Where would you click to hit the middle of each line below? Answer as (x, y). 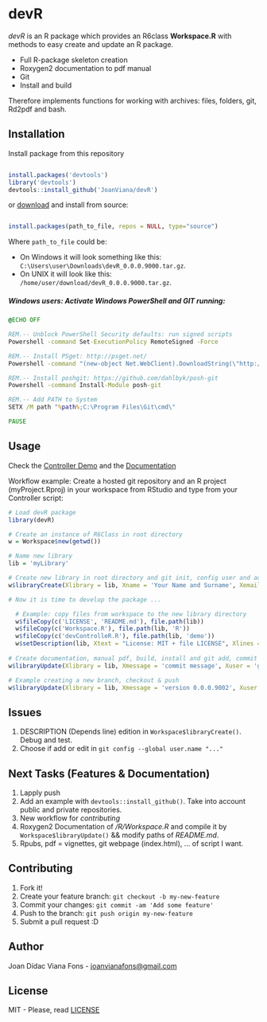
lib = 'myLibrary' (39, 564)
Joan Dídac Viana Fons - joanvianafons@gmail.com (93, 965)
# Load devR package (43, 512)
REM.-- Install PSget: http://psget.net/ (78, 356)
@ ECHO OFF (25, 320)
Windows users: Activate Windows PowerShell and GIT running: (117, 300)
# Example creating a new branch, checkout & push (94, 680)
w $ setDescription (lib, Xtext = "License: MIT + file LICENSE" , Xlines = (138, 644)
